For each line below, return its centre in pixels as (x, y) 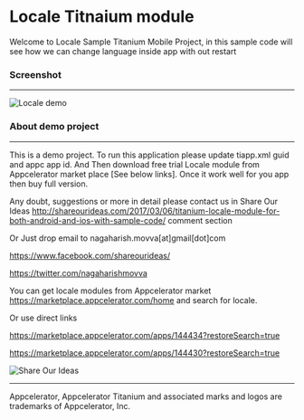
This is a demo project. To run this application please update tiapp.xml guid (149, 155)
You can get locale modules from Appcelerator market (110, 291)
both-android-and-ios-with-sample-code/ (87, 220)
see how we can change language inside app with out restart (123, 51)
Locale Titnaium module (102, 17)
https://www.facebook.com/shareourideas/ (90, 255)
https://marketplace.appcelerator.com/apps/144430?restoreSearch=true (145, 353)
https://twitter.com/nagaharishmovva (78, 272)
